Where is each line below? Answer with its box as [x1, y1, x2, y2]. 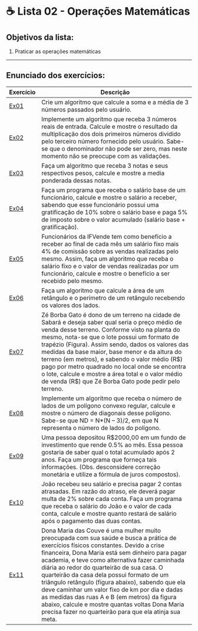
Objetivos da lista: [6, 32, 74, 42]
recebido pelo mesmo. [41, 277, 104, 285]
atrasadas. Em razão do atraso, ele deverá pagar [41, 487, 176, 495]
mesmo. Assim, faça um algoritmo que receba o [41, 255, 174, 263]
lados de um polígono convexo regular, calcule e [41, 401, 176, 409]
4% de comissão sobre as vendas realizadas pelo [41, 247, 179, 255]
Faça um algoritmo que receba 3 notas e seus [41, 161, 169, 170]
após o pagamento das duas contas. [41, 516, 142, 525]
